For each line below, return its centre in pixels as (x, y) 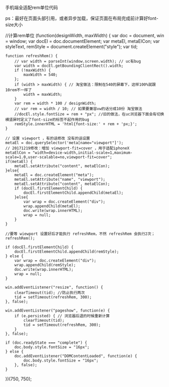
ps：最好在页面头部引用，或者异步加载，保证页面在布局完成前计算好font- (82, 18)
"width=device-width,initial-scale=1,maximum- (82, 153)
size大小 (14, 25)
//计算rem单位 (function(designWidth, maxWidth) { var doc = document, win (85, 35)
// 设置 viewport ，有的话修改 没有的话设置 (48, 139)
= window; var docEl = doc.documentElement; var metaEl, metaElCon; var (82, 41)
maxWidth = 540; (41, 75)
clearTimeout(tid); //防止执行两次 (50, 293)
